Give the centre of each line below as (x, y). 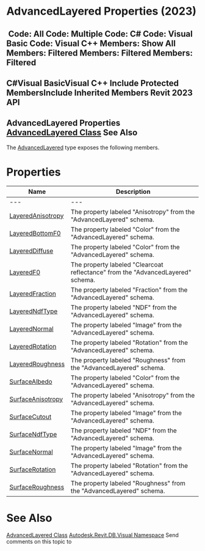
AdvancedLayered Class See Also (72, 133)
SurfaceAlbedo (31, 382)
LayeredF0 (25, 272)
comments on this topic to (39, 541)
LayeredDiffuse (31, 251)
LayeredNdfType (34, 311)
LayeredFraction (33, 294)
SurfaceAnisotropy (36, 399)
